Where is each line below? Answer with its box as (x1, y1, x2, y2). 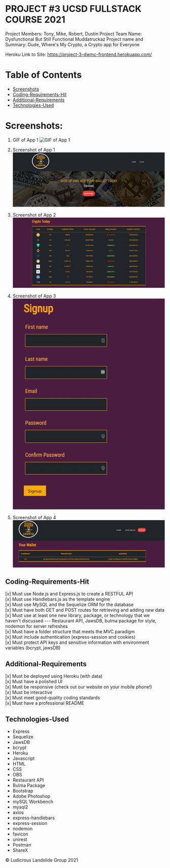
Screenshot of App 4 (12, 514, 57, 520)
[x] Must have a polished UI (5, 678, 63, 684)
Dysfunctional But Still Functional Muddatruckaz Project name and (5, 36, 143, 42)
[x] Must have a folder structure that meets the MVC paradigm (5, 628, 135, 635)
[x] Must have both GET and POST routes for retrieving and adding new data (5, 607, 164, 613)
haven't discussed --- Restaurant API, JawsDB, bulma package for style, (5, 618, 157, 624)
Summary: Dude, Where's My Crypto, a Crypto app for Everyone (5, 41, 140, 47)
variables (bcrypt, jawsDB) (5, 645, 61, 651)
